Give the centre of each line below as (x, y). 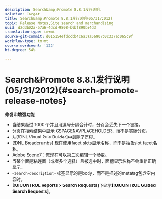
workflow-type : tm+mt (27, 41)
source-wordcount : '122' (30, 46)
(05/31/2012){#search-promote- (72, 90)
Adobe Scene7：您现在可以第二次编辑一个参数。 (61, 155)
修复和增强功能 (20, 115)
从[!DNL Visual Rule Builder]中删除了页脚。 (55, 137)
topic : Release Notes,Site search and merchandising (59, 23)
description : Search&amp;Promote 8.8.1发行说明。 (54, 9)
